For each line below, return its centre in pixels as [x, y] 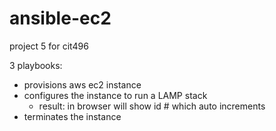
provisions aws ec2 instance [82, 84]
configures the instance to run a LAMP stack [115, 95]
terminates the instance [72, 116]
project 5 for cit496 [49, 46]
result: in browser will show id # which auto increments [152, 106]
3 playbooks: [36, 65]
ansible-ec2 [60, 18]
